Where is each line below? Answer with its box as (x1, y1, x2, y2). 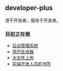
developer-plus (5, 4, 53, 12)
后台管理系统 (12, 43, 38, 49)
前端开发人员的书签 (12, 61, 51, 67)
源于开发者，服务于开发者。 (5, 17, 61, 23)
